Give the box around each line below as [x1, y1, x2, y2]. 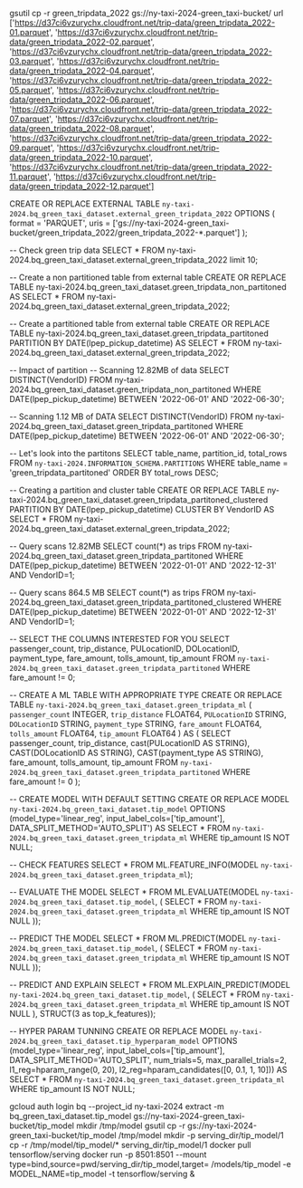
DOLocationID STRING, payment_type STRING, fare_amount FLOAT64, [9, 719, 262, 729]
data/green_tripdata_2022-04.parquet [9, 65, 151, 76]
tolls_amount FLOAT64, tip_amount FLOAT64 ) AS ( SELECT [9, 728, 232, 739]
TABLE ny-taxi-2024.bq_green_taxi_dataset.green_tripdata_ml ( [9, 699, 252, 710]
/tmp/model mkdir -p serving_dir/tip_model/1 [118, 1130, 284, 1140]
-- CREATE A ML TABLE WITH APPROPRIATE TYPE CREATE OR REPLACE [9, 690, 283, 700]
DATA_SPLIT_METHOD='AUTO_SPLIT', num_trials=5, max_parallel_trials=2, [9, 1055, 288, 1065]
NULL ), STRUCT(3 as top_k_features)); [9, 1009, 156, 1019]
